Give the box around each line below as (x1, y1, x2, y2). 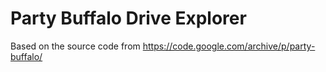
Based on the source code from (10, 40, 141, 52)
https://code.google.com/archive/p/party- (142, 40, 316, 52)
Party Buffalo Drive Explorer (10, 7, 247, 30)
